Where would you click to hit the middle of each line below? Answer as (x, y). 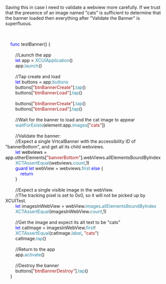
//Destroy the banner (37, 265)
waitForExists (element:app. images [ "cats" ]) (60, 125)
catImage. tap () (31, 239)
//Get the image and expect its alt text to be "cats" (68, 222)
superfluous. (19, 23)
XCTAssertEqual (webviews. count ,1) (52, 163)
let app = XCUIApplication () (44, 60)
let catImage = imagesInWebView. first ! (55, 228)
